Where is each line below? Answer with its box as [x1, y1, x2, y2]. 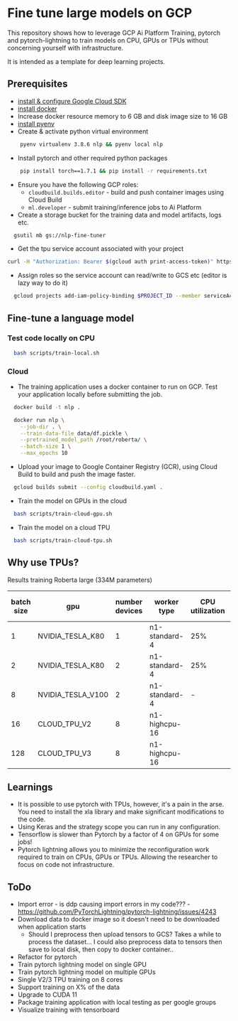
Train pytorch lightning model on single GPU [17, 961, 147, 969]
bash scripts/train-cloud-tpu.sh [13, 536, 113, 544]
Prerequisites [7, 78, 68, 90]
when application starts [17, 922, 86, 931]
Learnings [7, 781, 53, 793]
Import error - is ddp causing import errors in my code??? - [17, 900, 191, 909]
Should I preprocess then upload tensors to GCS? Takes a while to [28, 930, 222, 939]
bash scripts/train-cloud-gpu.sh [13, 510, 113, 517]
